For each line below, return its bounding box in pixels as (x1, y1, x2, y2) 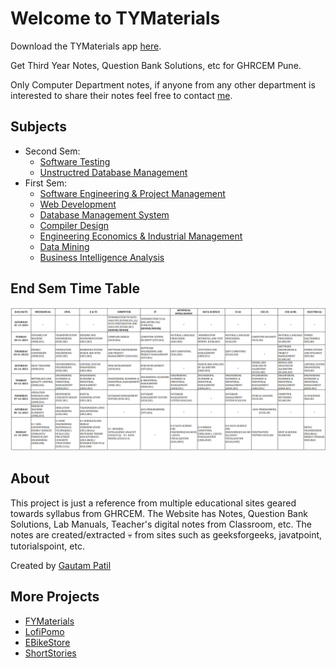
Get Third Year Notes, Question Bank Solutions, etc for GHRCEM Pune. (10, 59, 302, 71)
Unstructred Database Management (39, 166, 188, 178)
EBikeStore (24, 636, 71, 648)
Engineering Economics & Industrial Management (39, 230, 243, 242)
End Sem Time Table (10, 280, 140, 297)
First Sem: (24, 177, 68, 189)
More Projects (10, 588, 100, 606)
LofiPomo (24, 625, 65, 637)
